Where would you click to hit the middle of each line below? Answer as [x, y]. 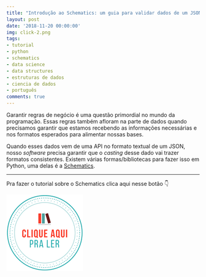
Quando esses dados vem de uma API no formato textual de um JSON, [96, 146]
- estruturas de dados [35, 77]
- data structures [30, 71]
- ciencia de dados [31, 84]
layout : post [23, 19]
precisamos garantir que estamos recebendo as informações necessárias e [102, 128]
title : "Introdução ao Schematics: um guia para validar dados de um [97, 13]
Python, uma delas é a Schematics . [51, 166]
